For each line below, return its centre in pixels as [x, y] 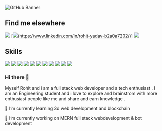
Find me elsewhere [35, 23]
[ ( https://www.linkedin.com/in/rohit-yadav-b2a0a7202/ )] [72, 36]
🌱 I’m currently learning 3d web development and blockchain [68, 108]
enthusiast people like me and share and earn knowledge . [65, 98]
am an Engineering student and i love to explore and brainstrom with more [81, 93]
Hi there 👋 [17, 77]
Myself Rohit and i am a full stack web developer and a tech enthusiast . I [80, 88]
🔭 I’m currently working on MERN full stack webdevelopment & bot [74, 118]
